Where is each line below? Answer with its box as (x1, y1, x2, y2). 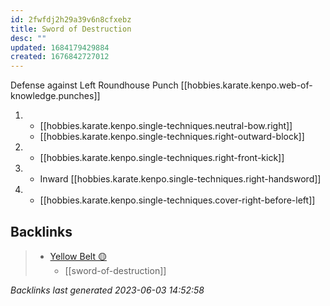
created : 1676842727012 (10, 52, 110, 62)
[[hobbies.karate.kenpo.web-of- (180, 79, 313, 91)
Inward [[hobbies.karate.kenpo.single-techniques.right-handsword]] (39, 173, 322, 185)
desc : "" (10, 33, 47, 43)
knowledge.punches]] (10, 90, 101, 102)
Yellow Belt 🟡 (49, 250, 107, 262)
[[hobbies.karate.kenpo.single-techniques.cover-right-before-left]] (39, 194, 316, 206)
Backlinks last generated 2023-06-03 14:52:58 (10, 284, 205, 296)
